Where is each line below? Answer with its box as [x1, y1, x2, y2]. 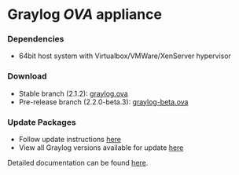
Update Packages [7, 116, 76, 127]
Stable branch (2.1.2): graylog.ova [18, 89, 128, 98]
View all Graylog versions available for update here [18, 143, 184, 152]
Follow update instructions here [18, 135, 121, 144]
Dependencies [7, 34, 64, 45]
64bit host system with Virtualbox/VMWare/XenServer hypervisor [18, 51, 231, 60]
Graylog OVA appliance [7, 5, 163, 24]
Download [7, 71, 48, 82]
